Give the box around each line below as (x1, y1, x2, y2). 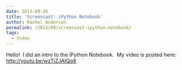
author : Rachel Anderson (6, 19, 66, 25)
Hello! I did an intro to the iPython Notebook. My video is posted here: (6, 51, 177, 58)
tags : (6, 30, 19, 36)
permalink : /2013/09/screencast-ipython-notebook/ (6, 24, 132, 31)
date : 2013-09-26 (6, 8, 48, 14)
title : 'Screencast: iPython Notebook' (6, 14, 103, 20)
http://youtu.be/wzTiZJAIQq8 (6, 57, 77, 64)
